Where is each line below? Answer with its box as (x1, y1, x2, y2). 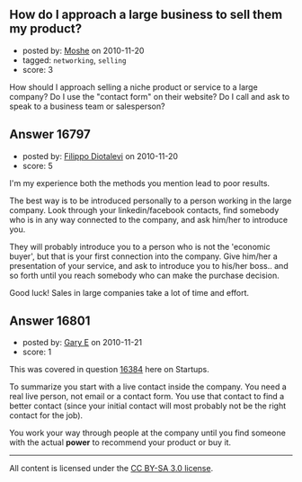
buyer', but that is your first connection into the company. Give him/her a (9, 251, 279, 262)
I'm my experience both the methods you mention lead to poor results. (9, 177, 271, 188)
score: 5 (22, 160, 54, 171)
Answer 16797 (9, 127, 92, 142)
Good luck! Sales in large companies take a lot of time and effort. (9, 287, 250, 298)
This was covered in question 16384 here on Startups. (9, 364, 209, 375)
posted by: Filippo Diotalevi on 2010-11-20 (22, 150, 178, 161)
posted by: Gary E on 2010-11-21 (22, 337, 142, 348)
